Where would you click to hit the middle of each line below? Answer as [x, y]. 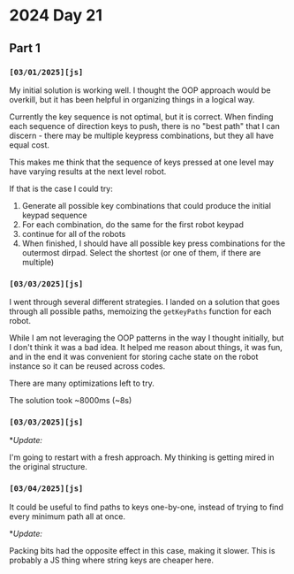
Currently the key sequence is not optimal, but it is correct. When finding [141, 117]
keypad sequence [54, 215]
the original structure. [49, 467]
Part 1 [25, 48]
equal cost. [30, 145]
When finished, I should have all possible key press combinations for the [153, 243]
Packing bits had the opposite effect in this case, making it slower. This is [142, 550]
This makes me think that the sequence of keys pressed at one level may [142, 162]
